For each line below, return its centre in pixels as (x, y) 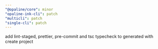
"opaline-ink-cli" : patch (31, 14)
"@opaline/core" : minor (29, 9)
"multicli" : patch (24, 18)
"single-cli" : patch (26, 23)
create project (19, 42)
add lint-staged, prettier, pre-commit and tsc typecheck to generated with (79, 37)
